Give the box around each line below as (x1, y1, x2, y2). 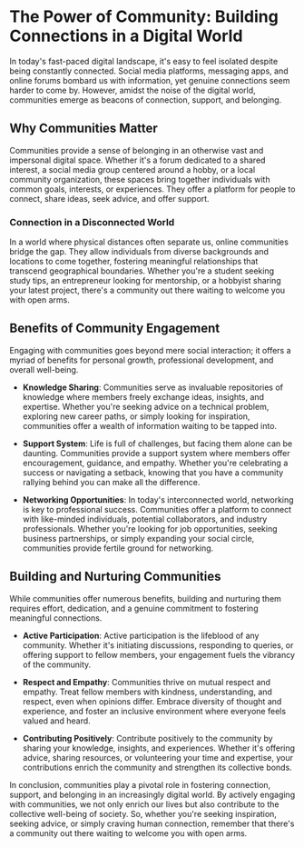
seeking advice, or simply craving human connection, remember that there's (9, 818, 295, 829)
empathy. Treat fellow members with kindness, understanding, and (22, 686, 272, 697)
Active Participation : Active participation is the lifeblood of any (22, 630, 260, 641)
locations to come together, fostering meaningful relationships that (9, 256, 259, 267)
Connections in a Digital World (9, 25, 243, 46)
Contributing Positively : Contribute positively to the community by (22, 733, 274, 743)
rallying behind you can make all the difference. (22, 476, 201, 487)
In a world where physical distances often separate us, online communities (9, 236, 289, 247)
